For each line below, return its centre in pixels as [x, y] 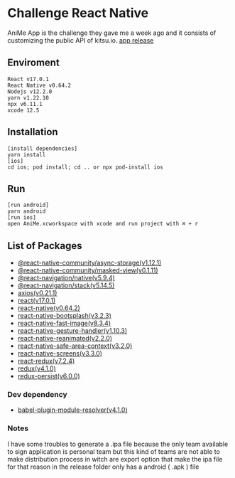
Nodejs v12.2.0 [30, 91]
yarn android [27, 211]
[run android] [28, 205]
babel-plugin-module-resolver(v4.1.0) [72, 410]
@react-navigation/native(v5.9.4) [66, 278]
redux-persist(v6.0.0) [49, 376]
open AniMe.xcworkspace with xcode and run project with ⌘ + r [103, 224]
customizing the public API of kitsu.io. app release [81, 40]
